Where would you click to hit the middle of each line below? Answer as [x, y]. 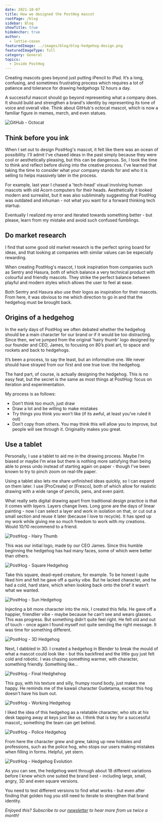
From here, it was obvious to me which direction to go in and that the [74, 297]
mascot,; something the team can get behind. [51, 723]
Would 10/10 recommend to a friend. [41, 527]
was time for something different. [38, 630]
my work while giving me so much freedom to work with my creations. [75, 522]
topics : [13, 59]
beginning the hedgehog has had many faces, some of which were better [79, 551]
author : [13, 37]
